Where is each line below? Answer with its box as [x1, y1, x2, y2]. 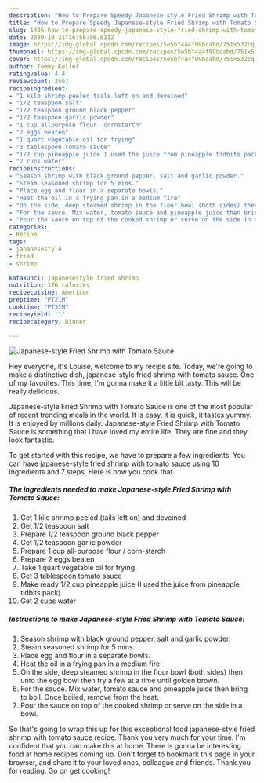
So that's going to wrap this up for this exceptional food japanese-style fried [9, 724, 255, 734]
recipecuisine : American [9, 288, 90, 297]
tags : [9, 238, 27, 246]
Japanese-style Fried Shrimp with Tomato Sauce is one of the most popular [9, 401, 253, 411]
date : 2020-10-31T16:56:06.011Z [9, 33, 114, 42]
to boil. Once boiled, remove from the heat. [20, 693, 159, 702]
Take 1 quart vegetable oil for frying [20, 563, 136, 573]
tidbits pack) [20, 588, 61, 598]
